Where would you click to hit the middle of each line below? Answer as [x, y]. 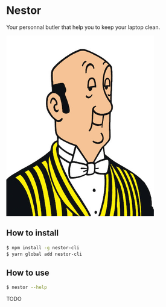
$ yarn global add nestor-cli [44, 254]
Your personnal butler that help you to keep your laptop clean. [83, 27]
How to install [33, 233]
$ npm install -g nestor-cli [43, 247]
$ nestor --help [27, 287]
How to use [28, 272]
